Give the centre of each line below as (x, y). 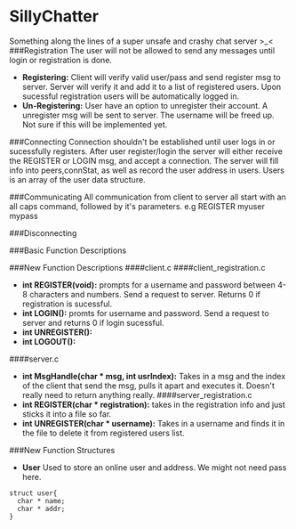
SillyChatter (54, 16)
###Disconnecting (43, 232)
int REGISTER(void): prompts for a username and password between (148, 285)
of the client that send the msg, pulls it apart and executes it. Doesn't (148, 386)
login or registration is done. (61, 60)
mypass (24, 216)
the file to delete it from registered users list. (103, 433)
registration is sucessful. (67, 304)
